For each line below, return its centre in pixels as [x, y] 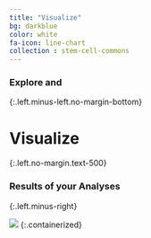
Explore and [36, 83]
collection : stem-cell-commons [69, 51]
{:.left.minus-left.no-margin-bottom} [76, 102]
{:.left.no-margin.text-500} [58, 163]
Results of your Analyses [65, 187]
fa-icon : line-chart [48, 43]
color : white [34, 34]
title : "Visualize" [46, 18]
